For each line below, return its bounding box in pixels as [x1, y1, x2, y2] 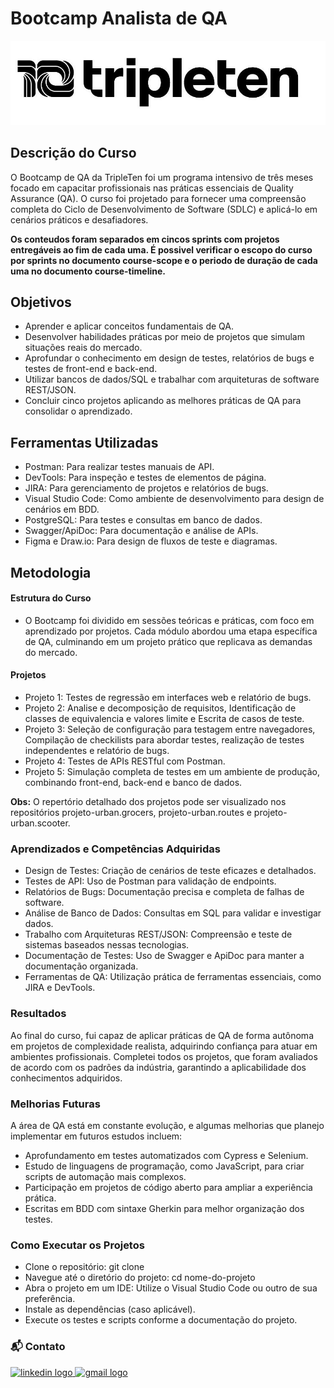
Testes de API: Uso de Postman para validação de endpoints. [24, 875, 277, 887]
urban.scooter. [10, 817, 71, 829]
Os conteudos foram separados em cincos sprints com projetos [10, 233, 280, 245]
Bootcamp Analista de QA [10, 7, 228, 30]
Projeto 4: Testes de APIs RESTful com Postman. [24, 755, 226, 767]
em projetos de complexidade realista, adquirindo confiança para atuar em [10, 1040, 318, 1052]
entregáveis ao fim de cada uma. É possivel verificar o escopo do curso [10, 243, 313, 256]
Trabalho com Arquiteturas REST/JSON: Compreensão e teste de [24, 928, 293, 941]
